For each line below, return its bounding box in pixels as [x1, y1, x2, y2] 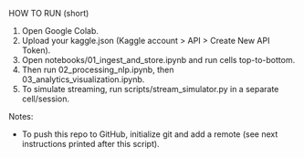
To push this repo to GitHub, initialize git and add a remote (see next [21, 129, 278, 140]
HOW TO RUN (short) [8, 8, 89, 18]
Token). [21, 45, 51, 56]
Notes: [8, 111, 34, 121]
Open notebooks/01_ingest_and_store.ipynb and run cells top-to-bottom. [21, 55, 296, 65]
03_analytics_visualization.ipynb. [21, 74, 145, 85]
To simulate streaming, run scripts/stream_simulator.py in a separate [21, 84, 279, 94]
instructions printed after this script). [21, 139, 161, 149]
